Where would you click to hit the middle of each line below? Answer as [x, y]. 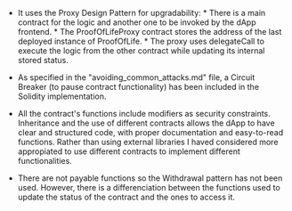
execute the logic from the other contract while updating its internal [141, 51]
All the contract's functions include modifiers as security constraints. [144, 114]
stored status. [43, 60]
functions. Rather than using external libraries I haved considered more [148, 142]
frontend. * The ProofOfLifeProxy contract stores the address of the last [150, 32]
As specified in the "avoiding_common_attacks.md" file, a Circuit [136, 77]
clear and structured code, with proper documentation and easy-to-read [150, 132]
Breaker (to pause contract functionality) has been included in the [138, 87]
